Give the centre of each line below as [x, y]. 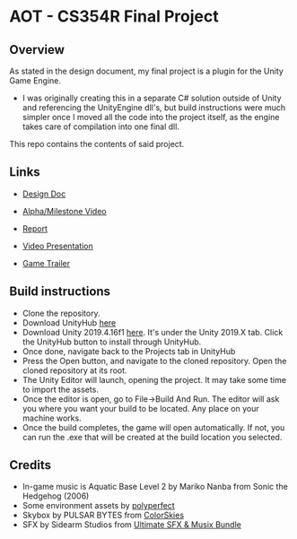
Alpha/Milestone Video [64, 211]
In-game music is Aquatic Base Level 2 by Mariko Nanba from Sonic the [155, 487]
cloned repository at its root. [74, 370]
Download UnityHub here [69, 322]
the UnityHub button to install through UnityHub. [112, 342]
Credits [31, 465]
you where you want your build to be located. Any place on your [140, 408]
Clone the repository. [61, 313]
